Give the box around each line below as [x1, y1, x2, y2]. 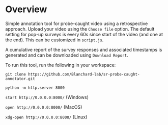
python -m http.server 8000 [5, 85, 65, 90]
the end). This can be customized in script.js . [5, 37, 104, 43]
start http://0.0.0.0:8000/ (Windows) [5, 94, 89, 100]
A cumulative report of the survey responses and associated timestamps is [5, 46, 162, 53]
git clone [5, 71, 26, 77]
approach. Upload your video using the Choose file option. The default [5, 26, 155, 32]
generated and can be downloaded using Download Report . [5, 52, 128, 58]
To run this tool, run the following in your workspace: [5, 62, 116, 68]
